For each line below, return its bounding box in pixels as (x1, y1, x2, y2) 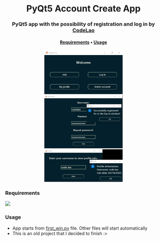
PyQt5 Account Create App (26, 3, 141, 14)
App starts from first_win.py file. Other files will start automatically (12, 225, 148, 231)
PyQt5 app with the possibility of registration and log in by (12, 21, 155, 28)
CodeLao (72, 27, 95, 34)
